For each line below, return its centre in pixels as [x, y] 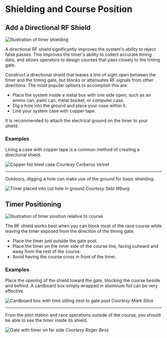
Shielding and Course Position [69, 9]
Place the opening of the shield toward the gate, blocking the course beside [83, 281]
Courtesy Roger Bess [87, 330]
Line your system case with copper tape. [54, 111]
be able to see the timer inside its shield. [46, 321]
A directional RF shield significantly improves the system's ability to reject [81, 49]
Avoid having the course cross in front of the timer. [64, 257]
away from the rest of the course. [46, 252]
